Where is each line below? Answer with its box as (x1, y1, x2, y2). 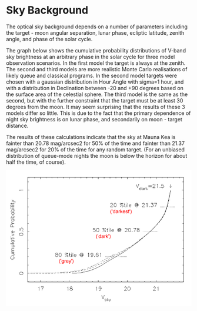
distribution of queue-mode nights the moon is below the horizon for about (6, 152, 188, 159)
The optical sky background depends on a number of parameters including (6, 23, 188, 30)
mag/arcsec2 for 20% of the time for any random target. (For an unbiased (6, 145, 185, 153)
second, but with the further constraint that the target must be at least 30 (6, 97, 183, 104)
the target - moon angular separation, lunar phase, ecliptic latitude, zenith (6, 29, 185, 36)
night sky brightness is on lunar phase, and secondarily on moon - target (6, 115, 182, 123)
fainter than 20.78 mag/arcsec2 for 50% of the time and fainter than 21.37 (6, 140, 185, 147)
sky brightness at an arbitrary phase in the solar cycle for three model (6, 53, 175, 60)
